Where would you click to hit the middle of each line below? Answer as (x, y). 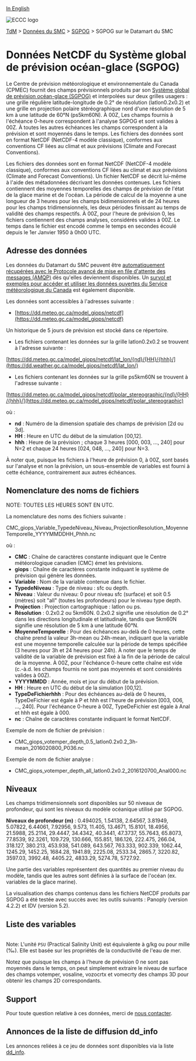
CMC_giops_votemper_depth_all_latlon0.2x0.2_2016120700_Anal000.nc (100, 770)
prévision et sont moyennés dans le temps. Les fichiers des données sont (95, 133)
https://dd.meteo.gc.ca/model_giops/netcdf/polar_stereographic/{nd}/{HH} (98, 394)
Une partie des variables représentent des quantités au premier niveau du (95, 870)
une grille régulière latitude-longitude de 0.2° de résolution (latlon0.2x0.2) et (98, 102)
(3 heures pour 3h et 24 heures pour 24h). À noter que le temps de (95, 650)
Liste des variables (41, 924)
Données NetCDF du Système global (96, 55)
